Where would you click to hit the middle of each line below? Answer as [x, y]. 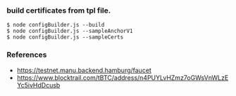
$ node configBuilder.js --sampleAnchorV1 [70, 31]
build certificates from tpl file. [59, 11]
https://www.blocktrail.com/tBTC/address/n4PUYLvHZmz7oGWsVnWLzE [123, 77]
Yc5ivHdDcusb [38, 85]
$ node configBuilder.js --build [56, 25]
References [27, 55]
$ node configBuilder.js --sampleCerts [65, 37]
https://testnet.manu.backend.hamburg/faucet [84, 70]
